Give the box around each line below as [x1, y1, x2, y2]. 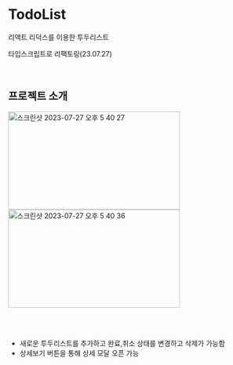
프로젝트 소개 [8, 89, 68, 103]
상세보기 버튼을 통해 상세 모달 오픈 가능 [19, 348, 140, 358]
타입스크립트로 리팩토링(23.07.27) [8, 49, 112, 58]
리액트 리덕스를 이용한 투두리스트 [8, 32, 110, 42]
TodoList [8, 5, 67, 24]
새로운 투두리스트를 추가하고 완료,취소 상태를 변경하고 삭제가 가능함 [19, 338, 225, 348]
